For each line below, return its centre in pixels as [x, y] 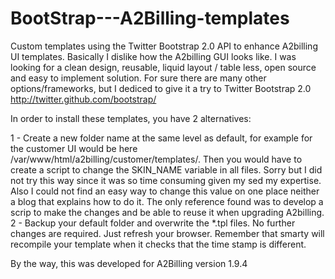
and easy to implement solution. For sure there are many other [138, 78]
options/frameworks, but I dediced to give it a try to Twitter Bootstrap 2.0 [161, 88]
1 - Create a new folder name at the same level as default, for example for [161, 138]
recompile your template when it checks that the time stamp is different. [158, 244]
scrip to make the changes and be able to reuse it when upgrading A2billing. [167, 212]
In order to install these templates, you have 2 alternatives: [131, 118]
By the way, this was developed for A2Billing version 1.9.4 [129, 263]
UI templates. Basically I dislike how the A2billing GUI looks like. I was [153, 56]
